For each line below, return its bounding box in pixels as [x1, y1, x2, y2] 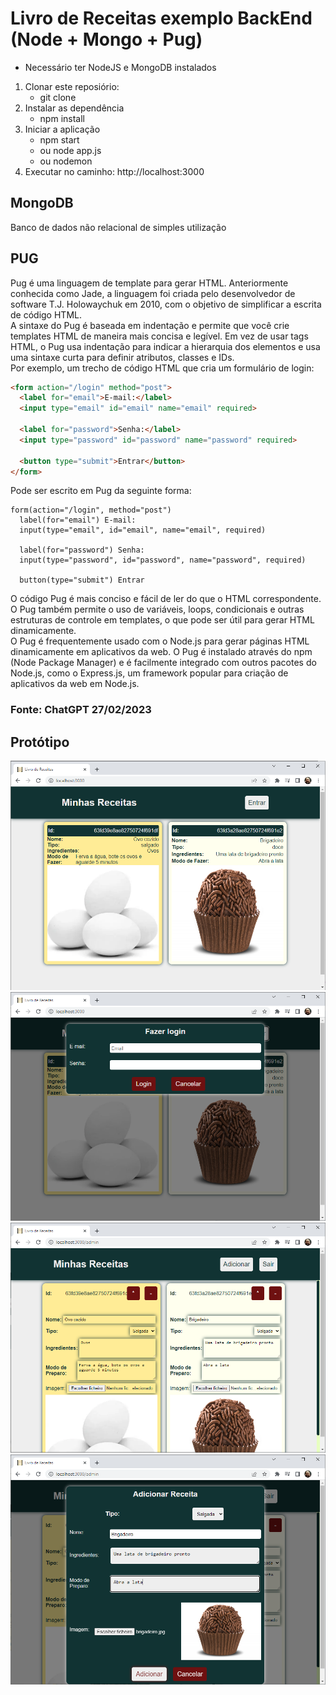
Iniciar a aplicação [24, 123, 101, 135]
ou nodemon [39, 155, 93, 167]
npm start [39, 133, 80, 146]
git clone [39, 91, 77, 103]
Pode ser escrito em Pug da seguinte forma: [10, 485, 192, 497]
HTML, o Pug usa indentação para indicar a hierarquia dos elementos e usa [10, 340, 321, 352]
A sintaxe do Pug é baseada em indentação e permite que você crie [10, 319, 290, 331]
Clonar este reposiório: [24, 80, 120, 92]
